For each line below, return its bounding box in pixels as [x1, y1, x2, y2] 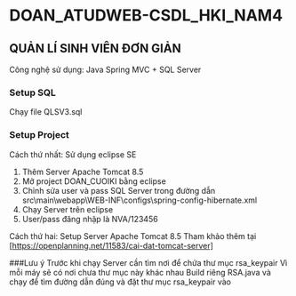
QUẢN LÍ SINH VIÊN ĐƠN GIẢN [9, 41, 181, 56]
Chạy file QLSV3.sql [9, 107, 83, 117]
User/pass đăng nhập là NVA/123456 [21, 213, 158, 224]
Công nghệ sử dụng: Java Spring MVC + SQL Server [9, 64, 202, 75]
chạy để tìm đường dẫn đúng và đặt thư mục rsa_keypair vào [9, 276, 232, 287]
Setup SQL [9, 86, 56, 99]
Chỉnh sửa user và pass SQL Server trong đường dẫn [21, 185, 216, 196]
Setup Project [9, 129, 69, 141]
